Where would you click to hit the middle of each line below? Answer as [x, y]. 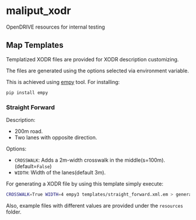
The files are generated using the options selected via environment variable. [98, 71]
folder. [14, 212]
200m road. [29, 131]
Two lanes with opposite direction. [56, 138]
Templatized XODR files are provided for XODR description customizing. [92, 59]
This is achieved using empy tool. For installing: [63, 82]
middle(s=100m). [145, 160]
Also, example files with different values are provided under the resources [95, 205]
